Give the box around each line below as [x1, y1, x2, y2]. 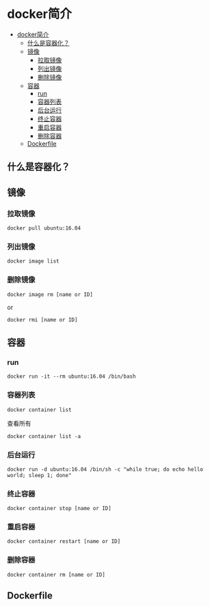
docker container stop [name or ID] [7, 505, 111, 512]
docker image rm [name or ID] [7, 291, 94, 298]
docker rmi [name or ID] [7, 316, 78, 323]
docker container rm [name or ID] [7, 571, 106, 578]
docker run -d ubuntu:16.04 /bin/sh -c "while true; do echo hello [7, 465, 204, 473]
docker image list [7, 258, 60, 265]
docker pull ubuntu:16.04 [7, 225, 81, 232]
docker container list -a [7, 433, 81, 439]
